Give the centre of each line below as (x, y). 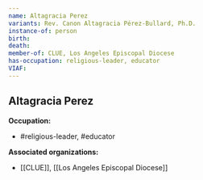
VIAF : (17, 69)
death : (19, 46)
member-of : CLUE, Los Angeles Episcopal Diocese (91, 53)
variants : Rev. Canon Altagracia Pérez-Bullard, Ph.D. (102, 23)
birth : (19, 38)
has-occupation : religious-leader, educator (84, 61)
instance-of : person (43, 31)
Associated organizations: (54, 152)
